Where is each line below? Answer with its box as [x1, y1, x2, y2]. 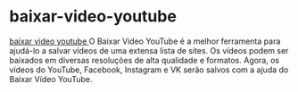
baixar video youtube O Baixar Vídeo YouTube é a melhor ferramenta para [9, 36, 281, 46]
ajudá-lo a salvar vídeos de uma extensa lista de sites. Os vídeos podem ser [9, 45, 289, 55]
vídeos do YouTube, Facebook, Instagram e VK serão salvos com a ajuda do [9, 64, 289, 75]
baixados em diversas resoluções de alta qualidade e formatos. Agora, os [9, 54, 280, 65]
